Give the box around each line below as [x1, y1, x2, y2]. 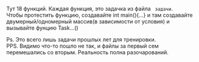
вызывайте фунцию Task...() [6, 24, 79, 31]
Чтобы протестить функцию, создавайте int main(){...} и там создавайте [6, 11, 193, 19]
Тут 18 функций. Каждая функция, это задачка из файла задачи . [6, 5, 173, 12]
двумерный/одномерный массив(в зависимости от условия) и [6, 18, 170, 25]
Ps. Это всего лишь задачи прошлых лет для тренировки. [6, 36, 156, 43]
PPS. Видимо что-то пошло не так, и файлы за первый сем [6, 42, 159, 49]
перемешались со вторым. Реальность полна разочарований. [6, 49, 169, 56]
